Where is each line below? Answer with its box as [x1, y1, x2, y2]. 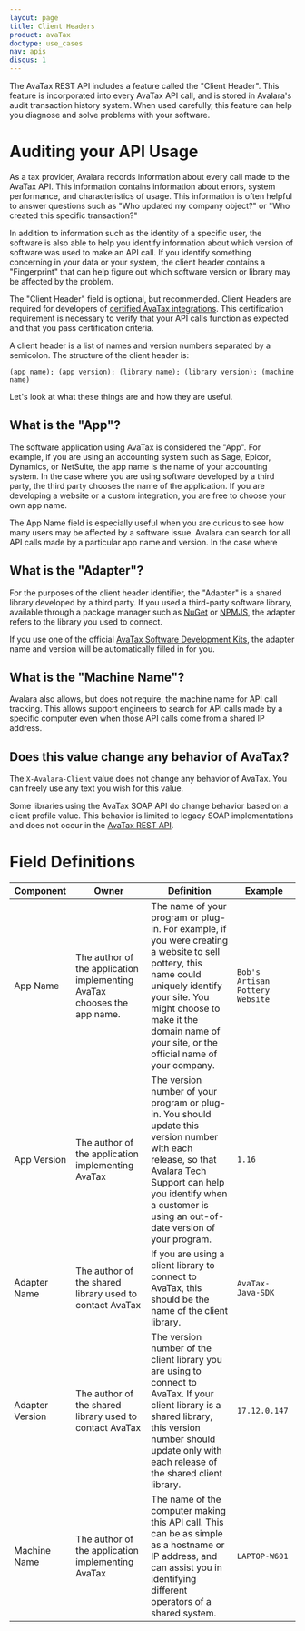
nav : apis [9, 47, 47, 56]
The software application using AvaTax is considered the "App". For [9, 442, 261, 453]
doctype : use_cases [9, 38, 84, 48]
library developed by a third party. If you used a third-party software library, [9, 596, 293, 607]
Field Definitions [9, 852, 136, 873]
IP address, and [151, 1550, 218, 1563]
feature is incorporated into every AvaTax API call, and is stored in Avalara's [9, 90, 292, 101]
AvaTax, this [151, 1282, 202, 1295]
